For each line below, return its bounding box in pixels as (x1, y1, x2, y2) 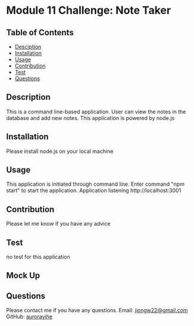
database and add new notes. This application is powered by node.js (6, 114, 175, 121)
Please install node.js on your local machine (6, 147, 114, 155)
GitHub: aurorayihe (6, 313, 52, 320)
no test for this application (6, 253, 70, 260)
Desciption (14, 43, 42, 50)
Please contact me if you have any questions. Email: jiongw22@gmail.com (6, 307, 189, 314)
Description (6, 92, 51, 102)
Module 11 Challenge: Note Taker (6, 4, 171, 17)
